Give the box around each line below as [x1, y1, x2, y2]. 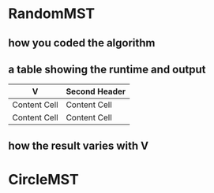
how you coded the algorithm [8, 36, 156, 50]
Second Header [66, 86, 126, 97]
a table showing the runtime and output [8, 62, 206, 76]
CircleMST [8, 170, 79, 188]
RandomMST [8, 5, 96, 23]
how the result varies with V [8, 139, 149, 152]
